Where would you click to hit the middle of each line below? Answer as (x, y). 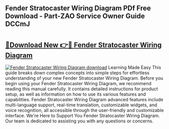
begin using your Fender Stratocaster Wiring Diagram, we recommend (78, 83)
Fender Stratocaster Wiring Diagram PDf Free (78, 8)
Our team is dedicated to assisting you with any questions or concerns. (79, 121)
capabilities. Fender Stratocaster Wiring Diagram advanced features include (84, 100)
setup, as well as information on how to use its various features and (76, 94)
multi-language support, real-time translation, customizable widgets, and (81, 105)
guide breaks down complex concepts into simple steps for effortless (77, 73)
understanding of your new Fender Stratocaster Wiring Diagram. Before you (84, 78)
